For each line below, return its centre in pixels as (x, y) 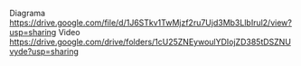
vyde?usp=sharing (44, 52)
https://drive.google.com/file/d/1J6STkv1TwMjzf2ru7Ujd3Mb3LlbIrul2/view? (150, 23)
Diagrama (28, 13)
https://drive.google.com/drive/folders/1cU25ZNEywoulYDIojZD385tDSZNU (150, 42)
